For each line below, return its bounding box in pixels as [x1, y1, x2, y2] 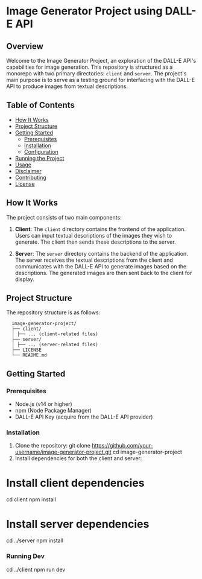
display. [14, 276, 35, 283]
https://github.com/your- [91, 442, 154, 449]
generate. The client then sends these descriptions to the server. [14, 238, 176, 245]
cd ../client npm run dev [6, 566, 66, 573]
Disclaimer [14, 167, 42, 174]
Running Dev [6, 552, 45, 560]
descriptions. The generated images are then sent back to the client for [14, 269, 192, 276]
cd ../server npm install [6, 537, 64, 544]
